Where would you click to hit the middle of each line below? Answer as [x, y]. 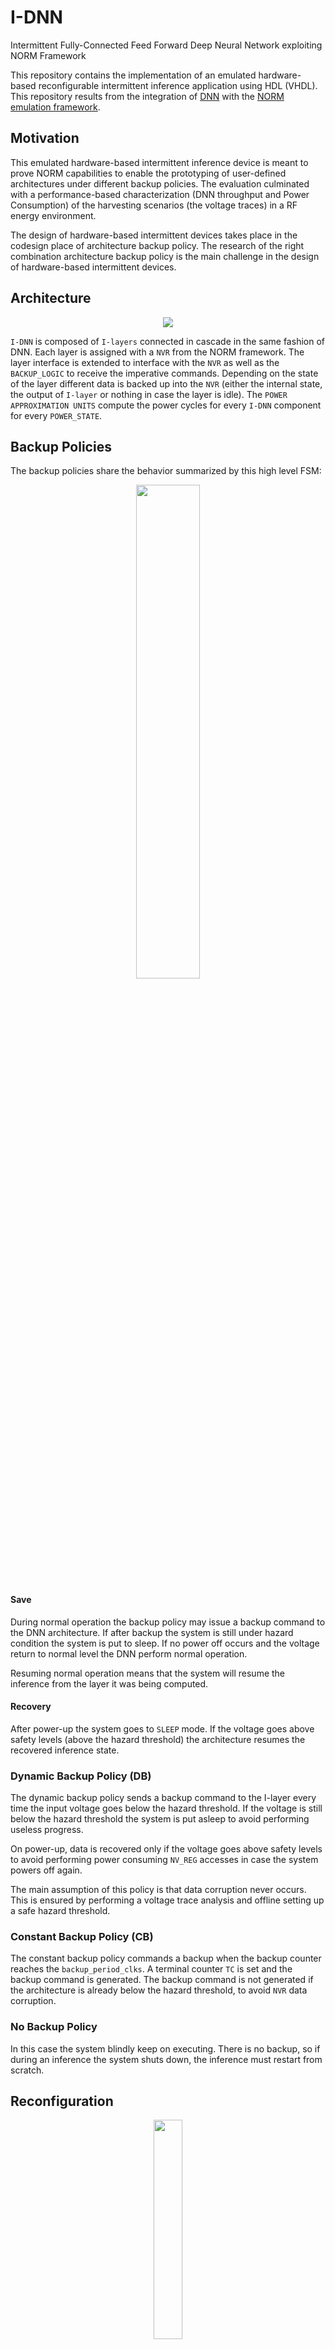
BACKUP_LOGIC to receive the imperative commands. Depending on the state [164, 373]
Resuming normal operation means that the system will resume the [148, 1673]
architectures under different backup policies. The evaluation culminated [160, 183]
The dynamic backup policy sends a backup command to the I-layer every [163, 1798]
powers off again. [46, 1870]
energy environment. [53, 215]
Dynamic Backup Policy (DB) [81, 1776]
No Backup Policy [54, 2027]
